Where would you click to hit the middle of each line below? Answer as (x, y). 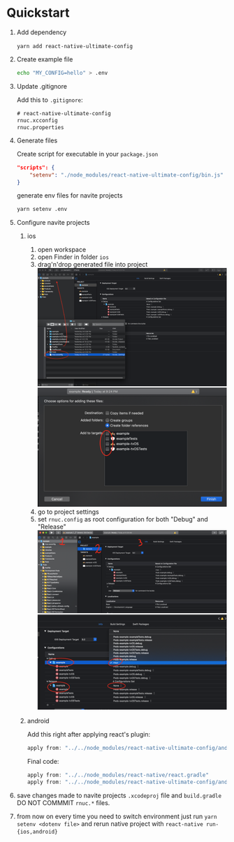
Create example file (45, 59)
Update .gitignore (42, 86)
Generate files (37, 140)
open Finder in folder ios (73, 257)
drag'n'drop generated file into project (93, 265)
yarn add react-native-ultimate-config (75, 46)
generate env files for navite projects (70, 195)
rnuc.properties (40, 127)
